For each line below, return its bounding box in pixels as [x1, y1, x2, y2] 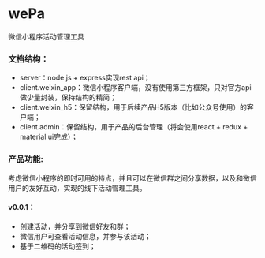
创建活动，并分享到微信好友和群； [19, 222, 131, 231]
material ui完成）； [19, 132, 79, 142]
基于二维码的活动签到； [19, 241, 96, 251]
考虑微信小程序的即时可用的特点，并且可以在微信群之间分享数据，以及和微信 [8, 173, 257, 182]
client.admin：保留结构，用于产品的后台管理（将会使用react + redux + [19, 122, 248, 132]
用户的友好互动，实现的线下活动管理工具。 [8, 183, 147, 193]
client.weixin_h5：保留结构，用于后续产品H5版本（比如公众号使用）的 [19, 103, 247, 112]
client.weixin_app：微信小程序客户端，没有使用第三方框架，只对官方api [19, 83, 252, 92]
